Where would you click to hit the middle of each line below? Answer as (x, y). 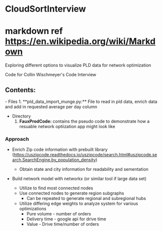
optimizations (33, 209)
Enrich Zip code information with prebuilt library (60, 149)
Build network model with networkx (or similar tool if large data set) (79, 179)
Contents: (20, 90)
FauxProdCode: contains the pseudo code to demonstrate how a (84, 121)
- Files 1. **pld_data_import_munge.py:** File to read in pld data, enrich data (81, 101)
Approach (17, 139)
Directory (21, 116)
